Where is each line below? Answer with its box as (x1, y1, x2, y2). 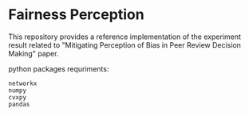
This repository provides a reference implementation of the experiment (8, 32, 241, 41)
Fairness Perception (8, 6, 145, 24)
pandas (8, 100, 30, 108)
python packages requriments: (8, 64, 109, 73)
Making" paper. (8, 48, 59, 58)
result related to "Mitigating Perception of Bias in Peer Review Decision (8, 40, 242, 49)
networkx (8, 79, 38, 87)
